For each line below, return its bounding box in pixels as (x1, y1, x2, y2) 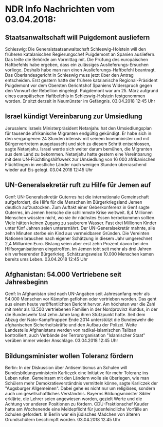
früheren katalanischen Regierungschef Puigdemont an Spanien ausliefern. (5, 51, 156, 57)
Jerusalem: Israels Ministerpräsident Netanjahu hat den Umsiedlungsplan (5, 125, 152, 131)
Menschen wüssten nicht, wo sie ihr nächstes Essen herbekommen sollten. (5, 214, 156, 220)
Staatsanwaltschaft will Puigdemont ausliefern (5, 33, 150, 42)
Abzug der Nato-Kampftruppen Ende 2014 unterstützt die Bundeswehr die (5, 317, 154, 323)
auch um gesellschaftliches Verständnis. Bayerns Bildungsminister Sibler (5, 391, 151, 397)
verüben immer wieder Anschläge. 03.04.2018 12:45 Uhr (5, 338, 118, 343)
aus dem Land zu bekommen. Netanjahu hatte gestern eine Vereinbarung (5, 151, 152, 157)
